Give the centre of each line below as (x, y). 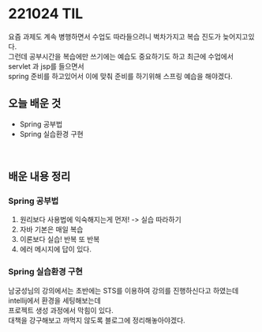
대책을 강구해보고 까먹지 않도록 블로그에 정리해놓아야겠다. (97, 320)
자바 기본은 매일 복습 (51, 229)
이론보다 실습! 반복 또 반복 (60, 240)
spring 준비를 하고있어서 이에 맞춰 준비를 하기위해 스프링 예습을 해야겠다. (120, 76)
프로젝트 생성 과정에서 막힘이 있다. (61, 310)
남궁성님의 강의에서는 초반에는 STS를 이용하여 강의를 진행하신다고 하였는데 (124, 290)
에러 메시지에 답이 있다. (56, 249)
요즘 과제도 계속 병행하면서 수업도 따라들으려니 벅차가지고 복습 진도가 (114, 36)
